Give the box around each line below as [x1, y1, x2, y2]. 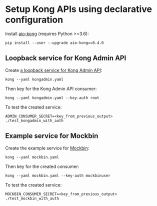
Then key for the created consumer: [5, 163, 79, 169]
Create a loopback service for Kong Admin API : [5, 67, 102, 73]
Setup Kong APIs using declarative [5, 3, 152, 15]
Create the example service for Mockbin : [5, 145, 89, 151]
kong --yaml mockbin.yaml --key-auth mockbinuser [5, 173, 111, 178]
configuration [5, 14, 63, 25]
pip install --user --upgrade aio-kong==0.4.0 [5, 40, 104, 45]
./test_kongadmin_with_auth [5, 118, 64, 123]
